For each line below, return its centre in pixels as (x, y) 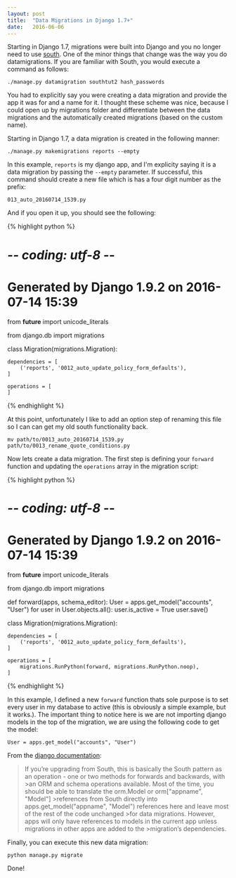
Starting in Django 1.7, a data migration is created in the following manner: (113, 138)
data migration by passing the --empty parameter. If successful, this (105, 172)
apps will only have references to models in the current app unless (121, 821)
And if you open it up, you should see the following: (82, 213)
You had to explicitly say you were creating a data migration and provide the (117, 95)
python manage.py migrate (45, 855)
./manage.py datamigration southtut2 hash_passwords (86, 82)
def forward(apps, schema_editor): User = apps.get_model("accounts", (110, 602)
